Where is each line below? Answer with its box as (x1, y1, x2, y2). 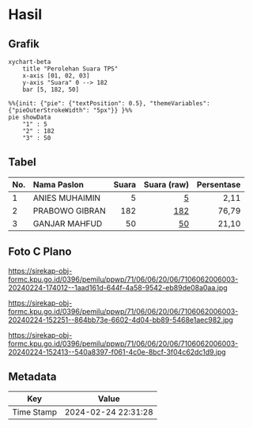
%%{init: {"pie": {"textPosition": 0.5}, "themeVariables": (8, 100, 211, 108)
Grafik (8, 37, 40, 51)
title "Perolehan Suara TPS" (22, 65, 119, 73)
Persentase (196, 179, 241, 190)
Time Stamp (12, 407, 58, 418)
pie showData (8, 113, 51, 121)
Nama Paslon (32, 179, 85, 190)
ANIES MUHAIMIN (32, 192, 101, 203)
